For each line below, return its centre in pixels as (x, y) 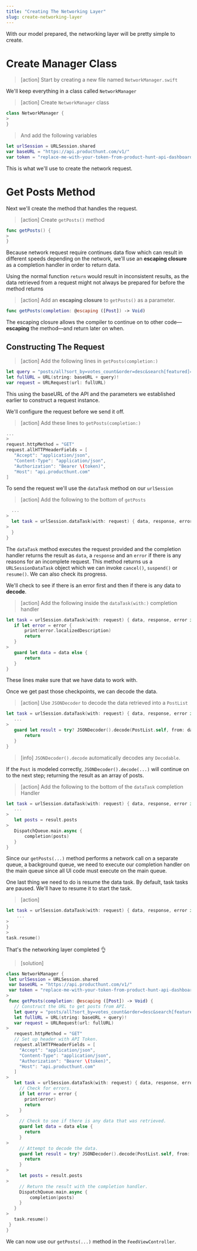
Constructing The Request (55, 347)
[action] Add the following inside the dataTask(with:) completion (99, 603)
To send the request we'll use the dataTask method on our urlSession (90, 488)
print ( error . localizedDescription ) (68, 631)
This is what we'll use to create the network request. (69, 168)
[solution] (32, 963)
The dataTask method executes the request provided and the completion (94, 549)
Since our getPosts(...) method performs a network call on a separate (92, 858)
